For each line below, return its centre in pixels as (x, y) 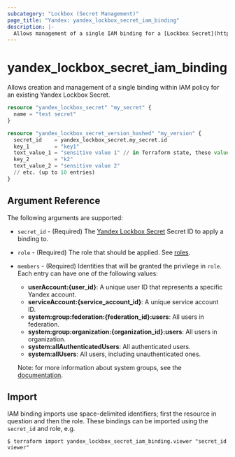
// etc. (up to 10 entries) (55, 172)
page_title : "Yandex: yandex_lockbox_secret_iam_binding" (93, 20)
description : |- (31, 27)
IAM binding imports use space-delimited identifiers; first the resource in (112, 414)
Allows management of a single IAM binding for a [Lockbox (101, 33)
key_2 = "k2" (43, 159)
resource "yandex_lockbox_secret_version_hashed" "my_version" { (104, 133)
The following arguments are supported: (65, 217)
